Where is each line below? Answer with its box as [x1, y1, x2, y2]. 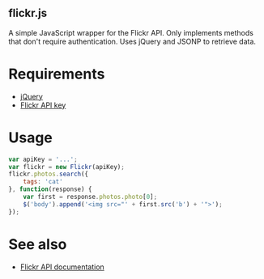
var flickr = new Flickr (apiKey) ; [8, 163, 126, 171]
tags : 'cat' [23, 178, 63, 186]
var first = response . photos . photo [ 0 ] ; [23, 193, 158, 201]
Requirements [8, 65, 105, 83]
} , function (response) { [8, 185, 92, 193]
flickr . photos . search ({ [8, 170, 89, 179]
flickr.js [8, 6, 47, 20]
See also [8, 235, 67, 253]
